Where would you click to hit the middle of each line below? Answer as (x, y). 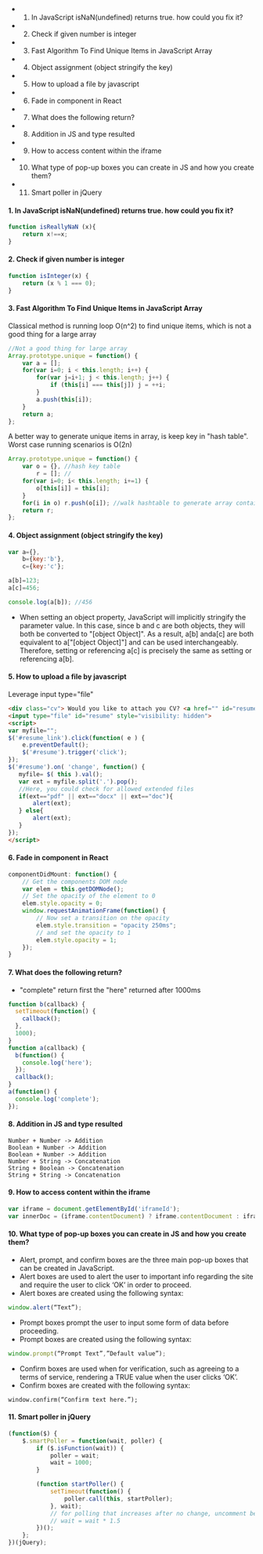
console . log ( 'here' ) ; (57, 1063)
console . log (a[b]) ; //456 (50, 602)
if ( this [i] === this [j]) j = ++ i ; (108, 385)
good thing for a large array (52, 334)
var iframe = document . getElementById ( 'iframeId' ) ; (94, 1209)
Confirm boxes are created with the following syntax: (104, 1385)
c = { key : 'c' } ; (43, 567)
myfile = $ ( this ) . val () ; (61, 774)
